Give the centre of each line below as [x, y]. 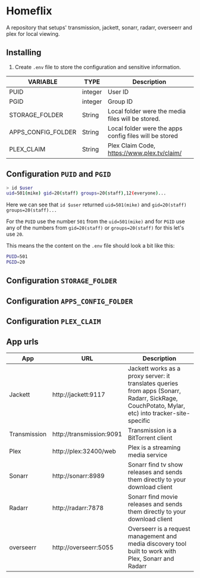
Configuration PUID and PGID [59, 174]
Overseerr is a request [159, 529]
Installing [24, 53]
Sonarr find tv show [155, 465]
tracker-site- [171, 413]
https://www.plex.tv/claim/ [145, 153]
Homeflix [29, 11]
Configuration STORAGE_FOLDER [62, 281]
